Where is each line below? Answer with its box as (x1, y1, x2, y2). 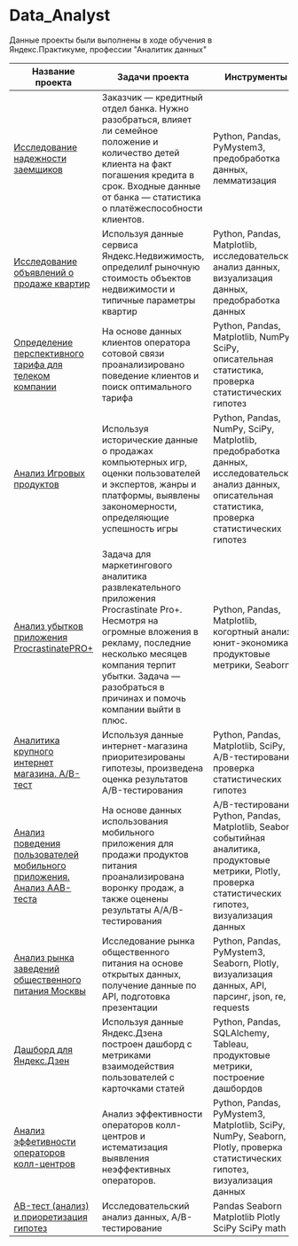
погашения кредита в (101, 168, 195, 181)
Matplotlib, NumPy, (212, 330, 293, 342)
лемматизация (212, 174, 277, 186)
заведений (13, 962, 60, 975)
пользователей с (101, 1070, 175, 1083)
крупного (13, 745, 54, 757)
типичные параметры (101, 294, 196, 306)
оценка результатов (101, 772, 189, 785)
